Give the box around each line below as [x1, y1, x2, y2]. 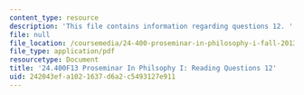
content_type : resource [9, 13, 100, 23]
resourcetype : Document [9, 55, 100, 64]
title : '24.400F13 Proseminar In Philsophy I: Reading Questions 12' [9, 64, 278, 73]
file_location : [9, 38, 67, 48]
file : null [9, 30, 51, 39]
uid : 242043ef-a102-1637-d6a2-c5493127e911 [9, 72, 176, 81]
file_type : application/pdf [9, 47, 116, 56]
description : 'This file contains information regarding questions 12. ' [9, 22, 294, 31]
